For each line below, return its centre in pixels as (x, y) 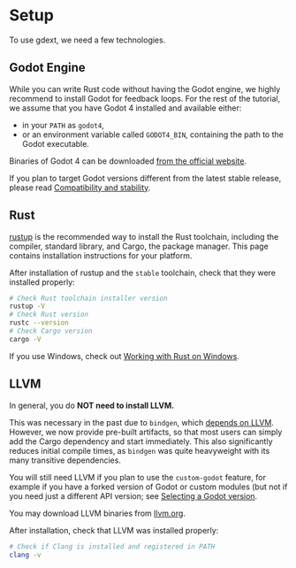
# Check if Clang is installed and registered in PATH (112, 546)
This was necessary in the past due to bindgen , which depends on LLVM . (141, 422)
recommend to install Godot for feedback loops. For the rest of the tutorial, (145, 98)
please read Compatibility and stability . (80, 188)
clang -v (25, 555)
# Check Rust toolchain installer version (88, 298)
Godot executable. (56, 143)
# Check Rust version (49, 315)
